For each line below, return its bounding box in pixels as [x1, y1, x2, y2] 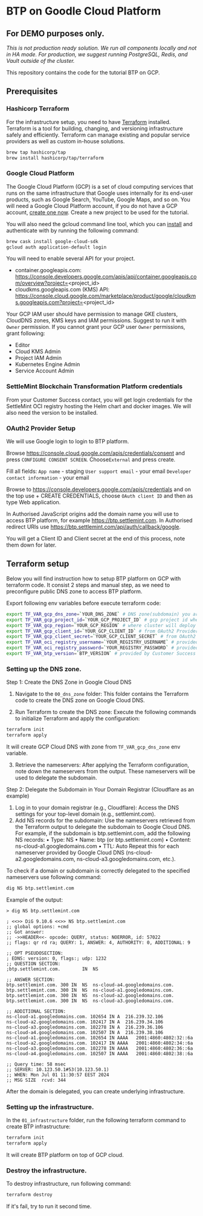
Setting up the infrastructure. [6, 1102, 94, 1111]
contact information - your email [6, 474, 89, 481]
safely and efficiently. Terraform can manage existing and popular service [6, 131, 190, 138]
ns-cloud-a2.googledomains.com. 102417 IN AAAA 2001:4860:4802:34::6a [6, 1040, 193, 1046]
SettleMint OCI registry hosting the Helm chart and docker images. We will [6, 402, 192, 409]
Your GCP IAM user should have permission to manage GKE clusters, [6, 310, 178, 318]
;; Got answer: [6, 929, 45, 935]
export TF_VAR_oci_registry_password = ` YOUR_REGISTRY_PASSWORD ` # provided [6, 645, 199, 651]
